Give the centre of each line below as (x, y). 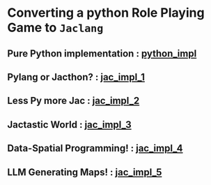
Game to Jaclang (55, 28)
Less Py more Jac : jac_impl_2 (73, 101)
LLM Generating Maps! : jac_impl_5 (85, 172)
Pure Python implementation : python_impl (102, 53)
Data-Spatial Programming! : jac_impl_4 (95, 148)
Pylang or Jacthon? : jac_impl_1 (76, 77)
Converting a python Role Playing (106, 13)
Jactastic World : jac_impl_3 (69, 125)
